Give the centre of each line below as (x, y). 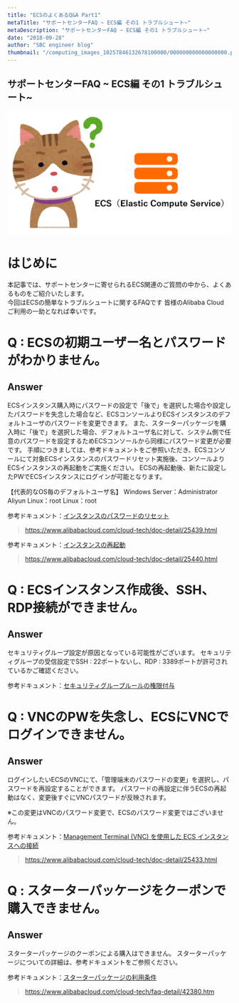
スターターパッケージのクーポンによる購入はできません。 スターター (108, 953)
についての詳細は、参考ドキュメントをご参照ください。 (101, 962)
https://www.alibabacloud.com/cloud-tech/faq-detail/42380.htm (119, 992)
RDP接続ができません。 (76, 608)
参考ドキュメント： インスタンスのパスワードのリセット (88, 515)
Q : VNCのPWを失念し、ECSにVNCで (118, 717)
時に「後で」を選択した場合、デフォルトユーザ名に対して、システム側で (119, 432)
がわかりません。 (57, 361)
